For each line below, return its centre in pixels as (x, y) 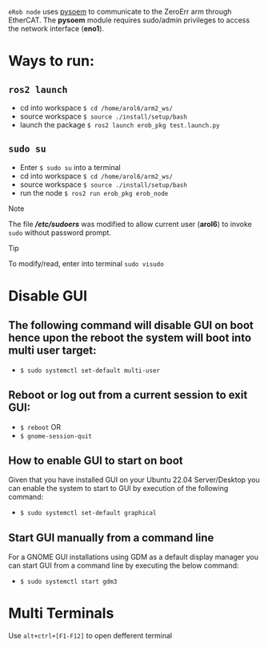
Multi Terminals (61, 614)
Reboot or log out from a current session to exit (128, 395)
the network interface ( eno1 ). (56, 28)
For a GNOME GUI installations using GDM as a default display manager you (133, 557)
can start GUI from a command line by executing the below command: (124, 565)
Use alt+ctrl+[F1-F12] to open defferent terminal (90, 636)
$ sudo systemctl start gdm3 (68, 582)
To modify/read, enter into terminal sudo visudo (86, 263)
